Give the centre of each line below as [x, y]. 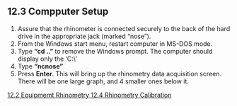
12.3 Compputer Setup [58, 12]
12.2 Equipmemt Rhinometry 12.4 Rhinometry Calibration [89, 95]
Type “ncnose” [40, 66]
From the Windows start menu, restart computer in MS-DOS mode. [115, 43]
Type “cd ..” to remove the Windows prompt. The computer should [115, 51]
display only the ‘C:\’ [47, 59]
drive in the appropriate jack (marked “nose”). [84, 36]
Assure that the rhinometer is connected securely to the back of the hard [124, 28]
